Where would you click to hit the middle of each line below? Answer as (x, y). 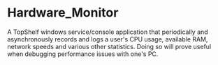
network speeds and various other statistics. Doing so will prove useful (109, 46)
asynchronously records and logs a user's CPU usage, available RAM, (108, 39)
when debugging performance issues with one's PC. (83, 54)
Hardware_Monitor (63, 13)
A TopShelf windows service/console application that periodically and (108, 32)
